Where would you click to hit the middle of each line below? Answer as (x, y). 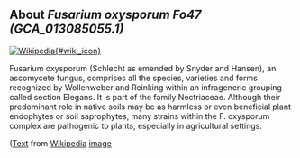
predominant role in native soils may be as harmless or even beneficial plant (150, 107)
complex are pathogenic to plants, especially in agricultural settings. (136, 125)
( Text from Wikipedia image (61, 143)
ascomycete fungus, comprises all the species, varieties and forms (134, 78)
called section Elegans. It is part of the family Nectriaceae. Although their (145, 97)
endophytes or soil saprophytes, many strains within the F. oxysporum (140, 116)
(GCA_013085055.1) (67, 29)
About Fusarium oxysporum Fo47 (105, 15)
